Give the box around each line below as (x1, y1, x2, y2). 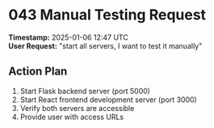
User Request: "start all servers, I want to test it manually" (8, 41, 203, 50)
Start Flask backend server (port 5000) (19, 86, 151, 96)
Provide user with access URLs (19, 112, 124, 122)
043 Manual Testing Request (8, 6, 207, 24)
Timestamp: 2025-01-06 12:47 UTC (8, 32, 129, 42)
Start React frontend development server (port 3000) (19, 95, 198, 105)
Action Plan (8, 65, 68, 79)
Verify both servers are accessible (19, 103, 135, 113)
